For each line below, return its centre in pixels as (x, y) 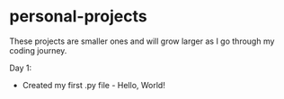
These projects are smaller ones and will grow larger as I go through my (142, 41)
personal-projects (78, 16)
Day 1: (21, 68)
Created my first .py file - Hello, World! (94, 85)
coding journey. (38, 50)
